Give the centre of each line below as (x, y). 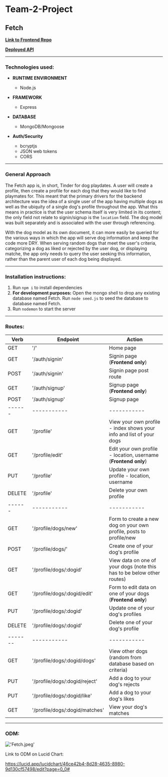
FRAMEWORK (27, 98)
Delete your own (128, 490)
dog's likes (122, 699)
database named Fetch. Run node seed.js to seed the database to (80, 298)
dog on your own (129, 525)
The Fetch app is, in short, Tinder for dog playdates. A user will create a (79, 185)
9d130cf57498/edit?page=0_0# (37, 769)
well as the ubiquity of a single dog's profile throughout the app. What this (81, 207)
